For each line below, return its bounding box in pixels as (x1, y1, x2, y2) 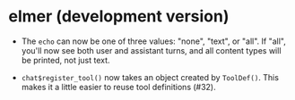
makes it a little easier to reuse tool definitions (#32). (21, 81, 216, 92)
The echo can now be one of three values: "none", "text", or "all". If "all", (21, 36, 286, 46)
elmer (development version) (8, 6, 230, 27)
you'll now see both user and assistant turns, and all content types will (21, 45, 282, 55)
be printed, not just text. (21, 54, 110, 65)
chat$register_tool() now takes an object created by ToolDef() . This (21, 71, 280, 82)
